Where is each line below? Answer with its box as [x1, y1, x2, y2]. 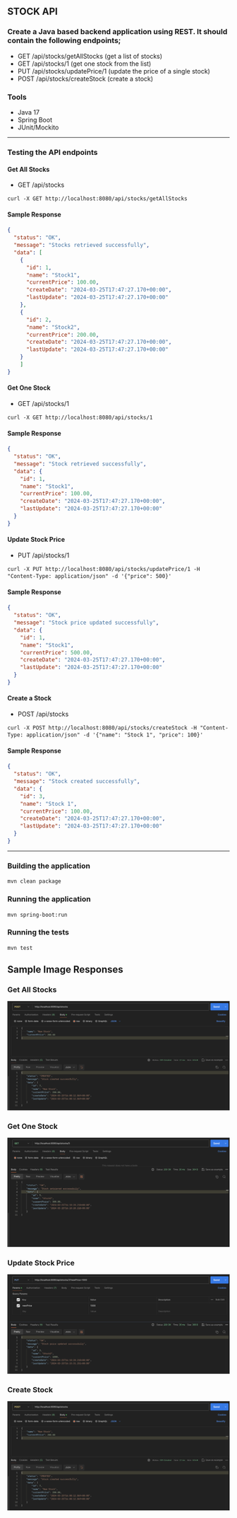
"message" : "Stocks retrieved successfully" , [13, 242, 150, 249]
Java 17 [17, 108, 40, 116]
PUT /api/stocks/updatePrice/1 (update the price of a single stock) [17, 66, 210, 75]
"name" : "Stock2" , [25, 323, 80, 331]
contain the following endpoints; [7, 35, 121, 45]
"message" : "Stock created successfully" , [13, 778, 140, 785]
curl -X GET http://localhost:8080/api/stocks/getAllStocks [7, 195, 188, 202]
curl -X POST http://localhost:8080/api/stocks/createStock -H [7, 724, 197, 731]
